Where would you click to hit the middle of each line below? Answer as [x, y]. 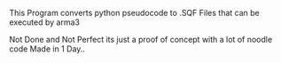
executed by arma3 [44, 22]
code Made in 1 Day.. [47, 49]
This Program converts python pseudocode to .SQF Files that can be [134, 13]
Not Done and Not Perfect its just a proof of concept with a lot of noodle [141, 39]
